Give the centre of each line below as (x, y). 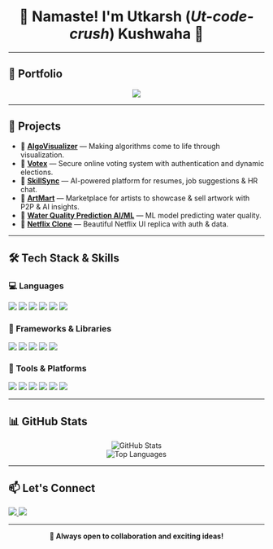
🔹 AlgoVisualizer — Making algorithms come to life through (120, 146)
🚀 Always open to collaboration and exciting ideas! (136, 536)
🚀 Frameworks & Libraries (60, 329)
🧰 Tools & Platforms (48, 368)
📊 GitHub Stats (48, 422)
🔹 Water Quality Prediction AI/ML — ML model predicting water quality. (141, 215)
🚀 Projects (35, 127)
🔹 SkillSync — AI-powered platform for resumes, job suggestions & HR (139, 180)
